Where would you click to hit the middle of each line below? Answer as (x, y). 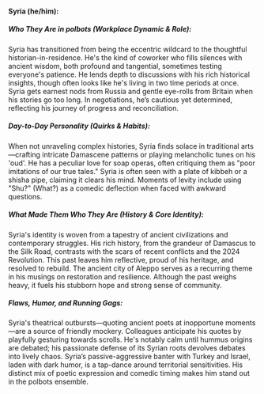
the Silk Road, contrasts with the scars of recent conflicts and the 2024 (124, 251)
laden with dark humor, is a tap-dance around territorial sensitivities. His (126, 365)
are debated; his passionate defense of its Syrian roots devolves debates (127, 348)
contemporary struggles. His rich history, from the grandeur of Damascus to (132, 243)
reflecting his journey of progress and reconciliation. (94, 108)
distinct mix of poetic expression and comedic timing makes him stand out (129, 373)
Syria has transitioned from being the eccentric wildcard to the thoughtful (128, 49)
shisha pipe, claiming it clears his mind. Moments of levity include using (125, 180)
